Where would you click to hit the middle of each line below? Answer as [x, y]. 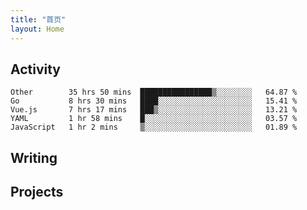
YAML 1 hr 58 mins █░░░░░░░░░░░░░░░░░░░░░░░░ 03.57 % [154, 119]
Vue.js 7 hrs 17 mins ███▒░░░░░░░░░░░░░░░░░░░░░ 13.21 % [154, 110]
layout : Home [37, 29]
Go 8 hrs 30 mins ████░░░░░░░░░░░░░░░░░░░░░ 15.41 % [154, 101]
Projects [37, 192]
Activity [36, 69]
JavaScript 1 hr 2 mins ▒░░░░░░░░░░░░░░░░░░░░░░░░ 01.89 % [154, 127]
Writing [34, 157]
